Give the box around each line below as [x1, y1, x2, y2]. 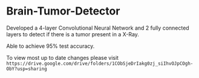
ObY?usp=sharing [6, 65, 47, 72]
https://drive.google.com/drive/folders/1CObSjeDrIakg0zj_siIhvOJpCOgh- [6, 60, 194, 67]
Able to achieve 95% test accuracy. [6, 42, 95, 50]
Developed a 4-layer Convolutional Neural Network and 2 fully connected [6, 24, 189, 31]
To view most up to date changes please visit [6, 54, 119, 61]
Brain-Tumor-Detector [6, 4, 120, 18]
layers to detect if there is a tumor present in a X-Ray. [6, 30, 139, 37]
